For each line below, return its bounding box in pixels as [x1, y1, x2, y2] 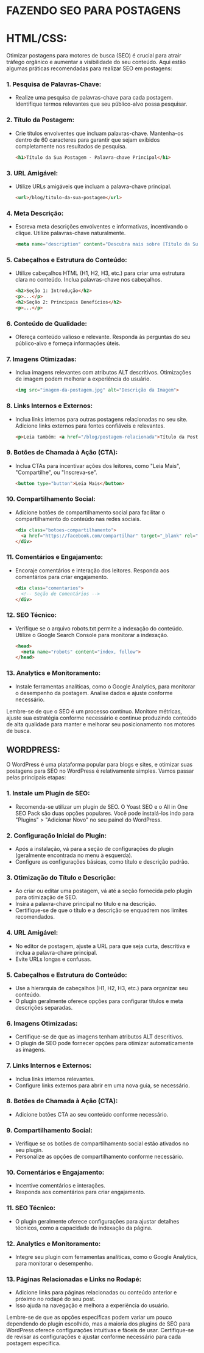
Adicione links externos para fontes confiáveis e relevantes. [15, 422, 166, 429]
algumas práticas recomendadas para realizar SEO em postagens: [6, 65, 172, 72]
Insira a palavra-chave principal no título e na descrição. [15, 900, 157, 908]
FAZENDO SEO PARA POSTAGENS [6, 4, 181, 18]
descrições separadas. [15, 1004, 73, 1011]
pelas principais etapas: [6, 774, 66, 781]
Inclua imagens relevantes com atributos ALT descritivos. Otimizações [15, 369, 192, 376]
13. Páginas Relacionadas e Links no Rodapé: [6, 1275, 142, 1283]
